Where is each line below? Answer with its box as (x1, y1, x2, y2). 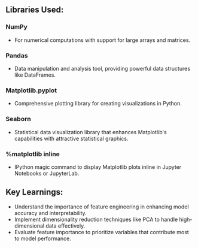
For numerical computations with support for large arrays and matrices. (14, 36, 191, 44)
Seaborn (5, 115, 31, 123)
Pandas (5, 51, 28, 59)
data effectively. (45, 222, 86, 229)
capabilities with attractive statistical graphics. (14, 135, 129, 142)
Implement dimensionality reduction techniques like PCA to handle (14, 216, 178, 223)
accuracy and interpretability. (14, 209, 87, 216)
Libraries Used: (5, 5, 64, 15)
